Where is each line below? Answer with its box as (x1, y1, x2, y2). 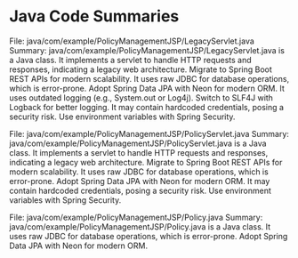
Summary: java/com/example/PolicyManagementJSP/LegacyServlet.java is (9, 44, 285, 55)
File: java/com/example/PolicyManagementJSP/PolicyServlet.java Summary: (9, 128, 289, 139)
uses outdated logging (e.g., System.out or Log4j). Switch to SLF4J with (9, 92, 274, 103)
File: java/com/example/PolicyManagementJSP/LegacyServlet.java (9, 36, 255, 46)
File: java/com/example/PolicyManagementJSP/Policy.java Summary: (9, 212, 263, 222)
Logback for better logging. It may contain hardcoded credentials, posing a (9, 101, 285, 112)
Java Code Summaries (9, 6, 180, 27)
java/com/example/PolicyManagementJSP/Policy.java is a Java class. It (9, 221, 271, 232)
